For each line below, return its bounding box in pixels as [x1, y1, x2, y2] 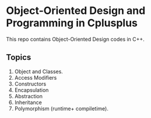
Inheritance [14, 99, 43, 106]
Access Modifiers [14, 74, 57, 81]
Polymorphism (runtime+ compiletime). [14, 105, 109, 112]
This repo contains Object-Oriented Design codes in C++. [6, 35, 145, 42]
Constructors [14, 80, 47, 87]
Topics [6, 52, 31, 62]
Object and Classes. [14, 68, 63, 75]
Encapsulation [14, 86, 49, 94]
